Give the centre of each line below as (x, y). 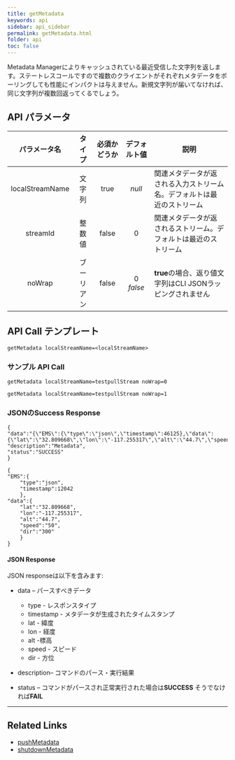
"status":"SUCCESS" (36, 452)
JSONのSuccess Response (54, 413)
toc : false (23, 46)
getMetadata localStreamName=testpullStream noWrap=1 (87, 394)
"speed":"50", (40, 526)
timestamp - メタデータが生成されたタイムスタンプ (101, 614)
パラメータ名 (40, 149)
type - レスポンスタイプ (62, 605)
